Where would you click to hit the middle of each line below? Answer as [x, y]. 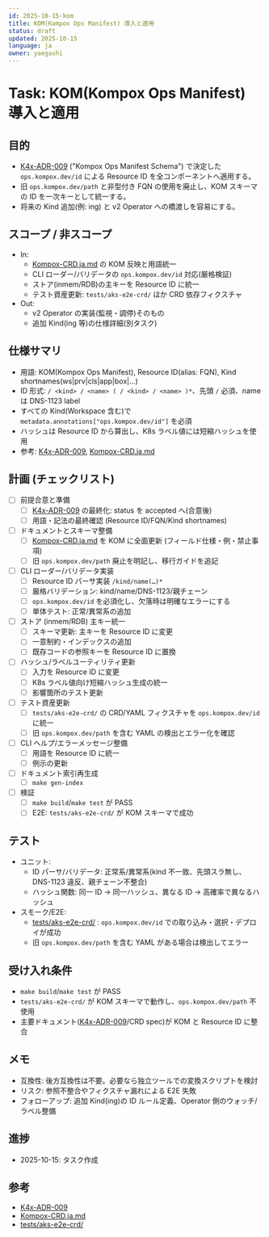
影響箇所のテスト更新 [67, 692]
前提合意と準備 [45, 500]
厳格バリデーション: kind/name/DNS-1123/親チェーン [120, 591]
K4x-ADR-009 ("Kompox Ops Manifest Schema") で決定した [121, 166]
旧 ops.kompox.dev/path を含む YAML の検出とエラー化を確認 [134, 732]
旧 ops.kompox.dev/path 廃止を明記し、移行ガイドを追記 [125, 560]
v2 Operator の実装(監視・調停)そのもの [98, 312]
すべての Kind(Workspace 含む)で [76, 411]
